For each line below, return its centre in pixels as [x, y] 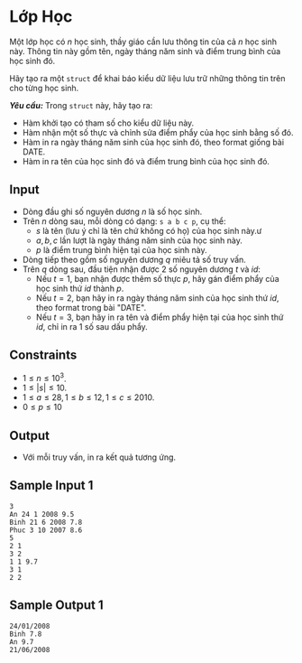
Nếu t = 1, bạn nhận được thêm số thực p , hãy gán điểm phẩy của [157, 278]
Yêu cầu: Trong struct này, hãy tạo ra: [81, 105]
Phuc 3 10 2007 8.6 [46, 530]
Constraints [43, 355]
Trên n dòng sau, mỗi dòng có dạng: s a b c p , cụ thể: [124, 221]
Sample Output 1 [56, 606]
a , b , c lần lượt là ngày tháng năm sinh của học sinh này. [139, 240]
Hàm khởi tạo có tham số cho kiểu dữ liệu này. [108, 123]
